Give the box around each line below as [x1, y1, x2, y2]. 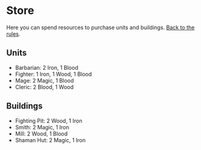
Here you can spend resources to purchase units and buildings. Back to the [6, 24, 195, 31]
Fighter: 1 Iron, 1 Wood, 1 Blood [15, 70, 92, 78]
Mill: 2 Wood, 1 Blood [15, 130, 68, 137]
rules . [6, 30, 21, 37]
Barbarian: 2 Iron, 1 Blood [15, 64, 79, 71]
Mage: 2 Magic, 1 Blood [15, 77, 74, 84]
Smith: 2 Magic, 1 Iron [15, 123, 70, 131]
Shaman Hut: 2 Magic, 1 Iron [15, 136, 86, 143]
